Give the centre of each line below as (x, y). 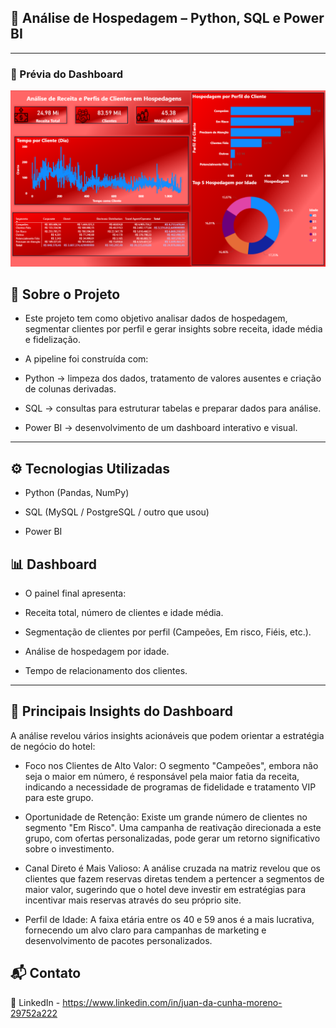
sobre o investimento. (69, 848)
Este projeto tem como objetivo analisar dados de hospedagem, (156, 318)
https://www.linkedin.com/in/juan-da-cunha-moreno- (172, 1002)
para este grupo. (59, 797)
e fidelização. (53, 340)
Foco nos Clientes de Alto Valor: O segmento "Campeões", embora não (171, 765)
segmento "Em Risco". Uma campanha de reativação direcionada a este (173, 827)
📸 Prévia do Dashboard (66, 74)
